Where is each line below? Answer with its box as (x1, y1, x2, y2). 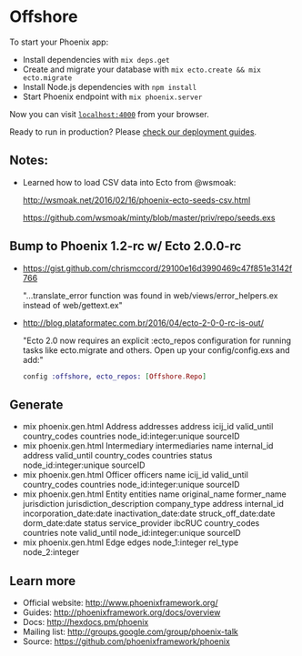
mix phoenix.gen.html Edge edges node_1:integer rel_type (22, 537, 239, 548)
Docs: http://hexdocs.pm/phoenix (22, 617, 149, 628)
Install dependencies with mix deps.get (22, 54, 170, 65)
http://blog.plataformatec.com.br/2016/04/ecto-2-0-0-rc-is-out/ (22, 317, 264, 328)
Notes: (9, 153, 48, 168)
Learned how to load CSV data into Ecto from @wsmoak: (22, 177, 237, 187)
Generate (9, 397, 64, 412)
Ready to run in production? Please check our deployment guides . (9, 126, 257, 137)
